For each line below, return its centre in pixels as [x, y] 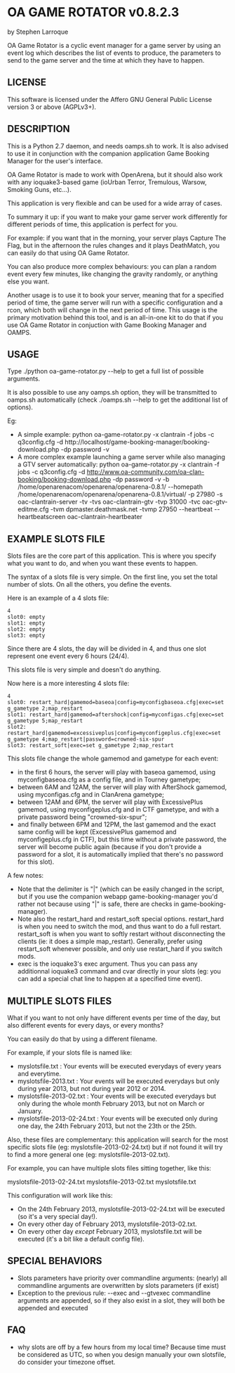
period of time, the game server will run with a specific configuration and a [115, 302]
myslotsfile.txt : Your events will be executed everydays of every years [119, 1066]
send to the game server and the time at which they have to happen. [106, 60]
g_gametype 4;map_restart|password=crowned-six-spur [86, 739]
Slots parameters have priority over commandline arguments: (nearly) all [122, 1278]
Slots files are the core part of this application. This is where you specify [112, 556]
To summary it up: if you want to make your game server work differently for [117, 217]
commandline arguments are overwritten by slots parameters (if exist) [118, 1285]
